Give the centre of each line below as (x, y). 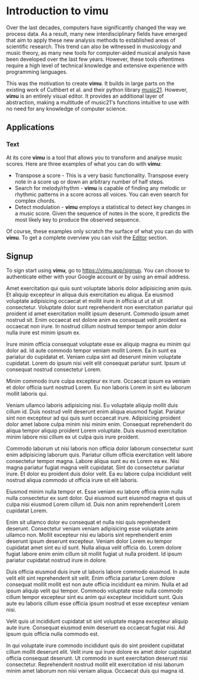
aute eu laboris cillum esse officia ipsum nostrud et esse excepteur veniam (97, 604)
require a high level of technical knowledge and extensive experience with (97, 65)
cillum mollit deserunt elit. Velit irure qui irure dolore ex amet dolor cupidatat (99, 652)
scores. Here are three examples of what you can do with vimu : (84, 164)
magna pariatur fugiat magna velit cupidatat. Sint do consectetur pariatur (95, 468)
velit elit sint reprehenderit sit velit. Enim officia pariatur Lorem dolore (91, 578)
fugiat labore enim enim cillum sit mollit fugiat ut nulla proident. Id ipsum (94, 554)
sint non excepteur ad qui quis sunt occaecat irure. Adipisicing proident (94, 418)
